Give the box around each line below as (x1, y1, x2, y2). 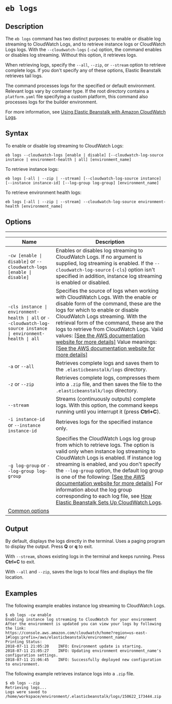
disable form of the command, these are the (55, 300, 161, 307)
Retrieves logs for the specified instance (55, 418, 153, 425)
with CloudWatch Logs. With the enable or (55, 293, 157, 300)
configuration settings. (5, 653, 58, 658)
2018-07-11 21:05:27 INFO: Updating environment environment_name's (5, 648, 161, 653)
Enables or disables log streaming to (55, 247, 143, 254)
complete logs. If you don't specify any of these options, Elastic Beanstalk (5, 68, 161, 73)
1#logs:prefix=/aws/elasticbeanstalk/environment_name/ (5, 635, 127, 640)
